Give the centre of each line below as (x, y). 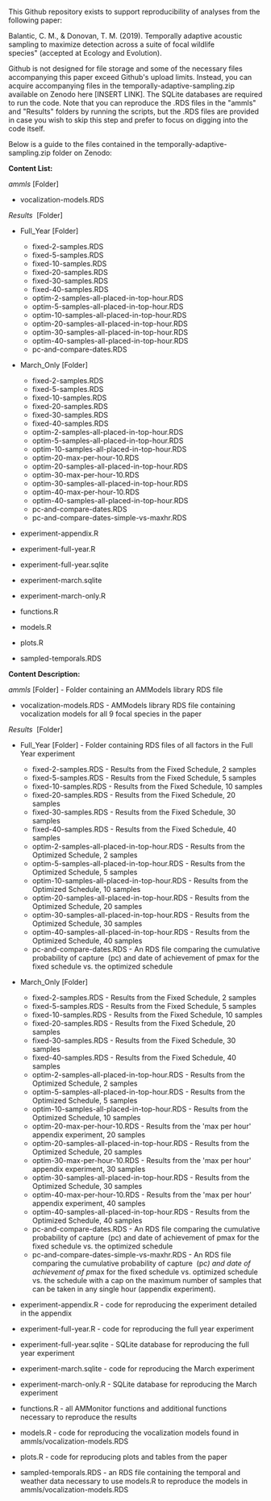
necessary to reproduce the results (78, 1417)
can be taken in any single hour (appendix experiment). (124, 1289)
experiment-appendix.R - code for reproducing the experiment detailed (138, 1305)
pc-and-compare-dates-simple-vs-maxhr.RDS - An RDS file (131, 1255)
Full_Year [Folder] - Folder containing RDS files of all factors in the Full (136, 745)
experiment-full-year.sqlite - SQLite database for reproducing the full (135, 1345)
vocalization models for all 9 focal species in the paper (111, 714)
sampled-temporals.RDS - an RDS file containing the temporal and (130, 1472)
